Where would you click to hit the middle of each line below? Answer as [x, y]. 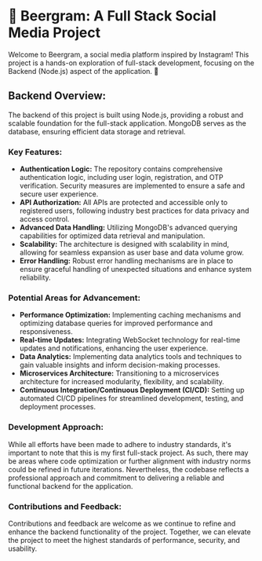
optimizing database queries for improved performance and [116, 323]
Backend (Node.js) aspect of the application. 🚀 [84, 71]
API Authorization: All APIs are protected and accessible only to [124, 203]
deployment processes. [58, 407]
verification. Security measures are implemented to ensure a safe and [132, 186]
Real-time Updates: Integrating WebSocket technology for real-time [130, 340]
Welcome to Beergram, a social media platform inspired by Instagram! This [129, 54]
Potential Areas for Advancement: [75, 298]
